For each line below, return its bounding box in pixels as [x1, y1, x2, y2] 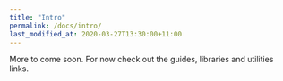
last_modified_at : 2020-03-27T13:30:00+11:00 [9, 29, 182, 38]
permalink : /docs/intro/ [9, 21, 102, 30]
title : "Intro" [9, 12, 66, 22]
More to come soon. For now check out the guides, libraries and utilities [9, 54, 274, 65]
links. [9, 63, 30, 74]
